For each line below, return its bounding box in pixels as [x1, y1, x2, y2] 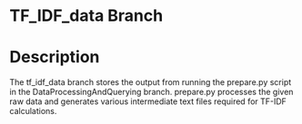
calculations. [9, 106, 57, 117]
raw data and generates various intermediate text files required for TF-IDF [9, 96, 287, 107]
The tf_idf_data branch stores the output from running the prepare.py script [9, 77, 292, 88]
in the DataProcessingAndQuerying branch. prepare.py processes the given [9, 87, 294, 98]
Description [9, 47, 100, 68]
